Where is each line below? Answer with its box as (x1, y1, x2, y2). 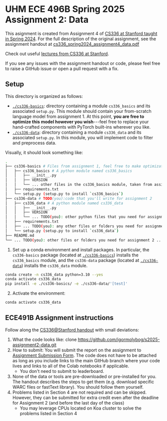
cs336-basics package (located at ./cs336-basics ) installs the (12, 252, 139, 258)
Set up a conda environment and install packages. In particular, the (12, 247, 150, 253)
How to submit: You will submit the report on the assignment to (12, 347, 142, 353)
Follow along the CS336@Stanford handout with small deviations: (5, 327, 139, 333)
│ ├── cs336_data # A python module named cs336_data (5, 200, 123, 206)
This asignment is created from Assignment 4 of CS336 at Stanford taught (5, 30, 158, 36)
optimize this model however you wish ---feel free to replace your (12, 118, 149, 125)
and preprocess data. (12, 140, 57, 146)
